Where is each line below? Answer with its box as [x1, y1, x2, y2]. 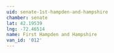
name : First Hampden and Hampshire [6, 32, 97, 38]
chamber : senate [6, 15, 48, 21]
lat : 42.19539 [6, 20, 43, 26]
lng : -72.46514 [6, 26, 45, 32]
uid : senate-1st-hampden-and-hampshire [6, 9, 108, 15]
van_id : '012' [6, 37, 43, 43]
